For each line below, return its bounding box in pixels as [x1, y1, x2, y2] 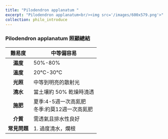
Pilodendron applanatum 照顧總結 [5, 35, 91, 42]
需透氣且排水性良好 [33, 115, 80, 122]
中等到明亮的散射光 [33, 78, 80, 86]
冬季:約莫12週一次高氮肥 [33, 106, 93, 113]
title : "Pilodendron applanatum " [5, 7, 79, 13]
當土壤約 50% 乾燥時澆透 [33, 88, 95, 95]
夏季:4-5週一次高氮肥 [33, 98, 86, 105]
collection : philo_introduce [5, 17, 68, 22]
